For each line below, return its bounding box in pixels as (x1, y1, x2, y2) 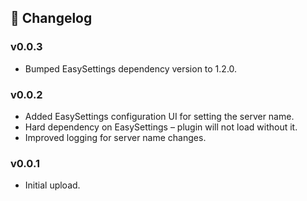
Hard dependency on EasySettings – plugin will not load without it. (24, 121, 298, 133)
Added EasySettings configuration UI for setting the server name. (24, 110, 295, 122)
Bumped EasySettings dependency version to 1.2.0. (24, 62, 238, 75)
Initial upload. (24, 179, 81, 191)
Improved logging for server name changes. (24, 131, 207, 143)
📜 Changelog (10, 10, 93, 27)
